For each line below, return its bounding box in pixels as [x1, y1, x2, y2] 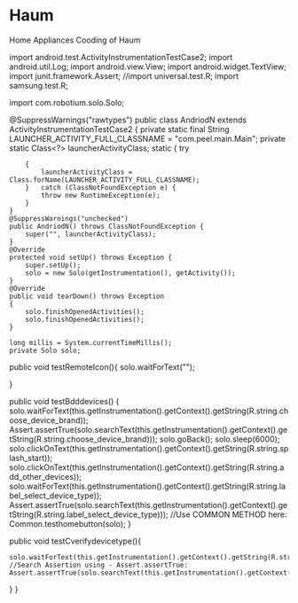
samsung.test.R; [9, 80, 68, 90]
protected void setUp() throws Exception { [9, 253, 173, 262]
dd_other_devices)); [9, 471, 82, 482]
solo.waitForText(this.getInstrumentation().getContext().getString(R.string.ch [9, 405, 289, 416]
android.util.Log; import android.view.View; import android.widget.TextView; [9, 61, 286, 72]
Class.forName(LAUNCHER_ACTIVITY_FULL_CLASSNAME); [9, 175, 200, 184]
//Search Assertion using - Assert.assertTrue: [9, 560, 189, 569]
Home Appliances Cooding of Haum [9, 35, 141, 45]
